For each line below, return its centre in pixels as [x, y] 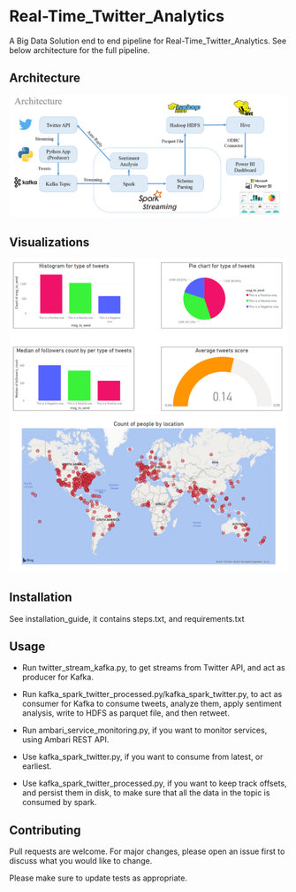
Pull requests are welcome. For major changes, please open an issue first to [147, 851]
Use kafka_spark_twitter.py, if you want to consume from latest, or [142, 757]
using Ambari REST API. [65, 740]
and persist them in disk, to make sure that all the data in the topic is [146, 793]
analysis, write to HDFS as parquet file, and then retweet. [125, 713]
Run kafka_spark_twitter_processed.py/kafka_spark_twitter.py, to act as [152, 694]
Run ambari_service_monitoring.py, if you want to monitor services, [144, 730]
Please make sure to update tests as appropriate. [99, 878]
